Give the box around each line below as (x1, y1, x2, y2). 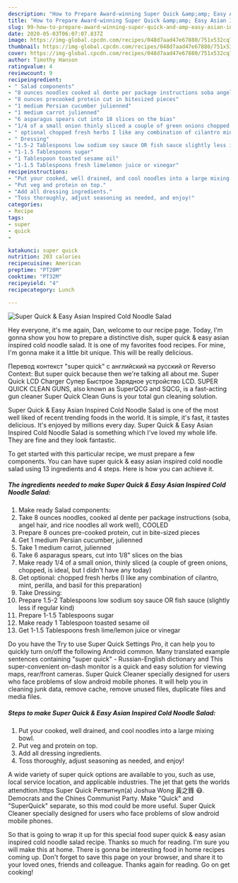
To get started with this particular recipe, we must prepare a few (8, 449, 195, 458)
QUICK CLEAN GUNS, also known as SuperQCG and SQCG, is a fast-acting (8, 384, 227, 393)
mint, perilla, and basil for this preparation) (18, 581, 142, 589)
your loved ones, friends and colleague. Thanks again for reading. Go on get (8, 860, 230, 869)
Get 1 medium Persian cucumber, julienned (18, 536, 143, 545)
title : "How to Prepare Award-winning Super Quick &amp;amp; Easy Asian (8, 17, 227, 24)
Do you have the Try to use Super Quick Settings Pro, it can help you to (8, 640, 215, 648)
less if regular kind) (18, 604, 75, 612)
